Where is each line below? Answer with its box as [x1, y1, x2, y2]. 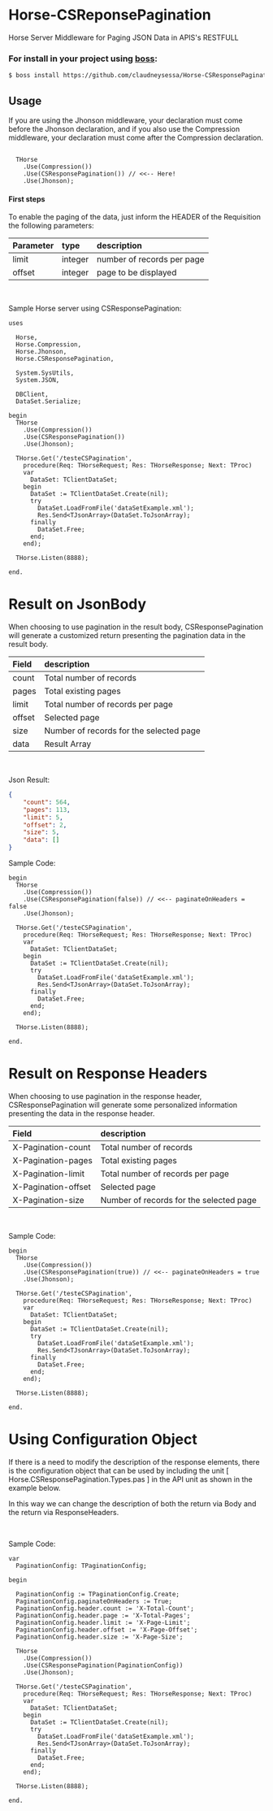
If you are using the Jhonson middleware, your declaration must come [8, 115, 243, 125]
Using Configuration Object [8, 1431, 197, 1448]
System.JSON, [15, 376, 60, 384]
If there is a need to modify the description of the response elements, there [8, 1457, 260, 1466]
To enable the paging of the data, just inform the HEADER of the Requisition [8, 212, 262, 222]
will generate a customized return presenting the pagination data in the [8, 631, 246, 641]
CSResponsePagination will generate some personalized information [8, 1100, 238, 1110]
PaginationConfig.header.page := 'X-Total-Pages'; [15, 1611, 191, 1619]
